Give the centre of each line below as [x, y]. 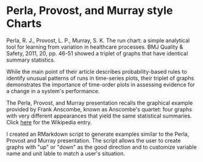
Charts [24, 23]
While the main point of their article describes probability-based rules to [97, 71]
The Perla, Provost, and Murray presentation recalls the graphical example [100, 103]
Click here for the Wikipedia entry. [49, 122]
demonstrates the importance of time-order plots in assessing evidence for [101, 84]
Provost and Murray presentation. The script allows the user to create [94, 140]
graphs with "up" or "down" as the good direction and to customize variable [101, 147]
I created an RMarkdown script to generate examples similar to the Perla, [98, 134]
